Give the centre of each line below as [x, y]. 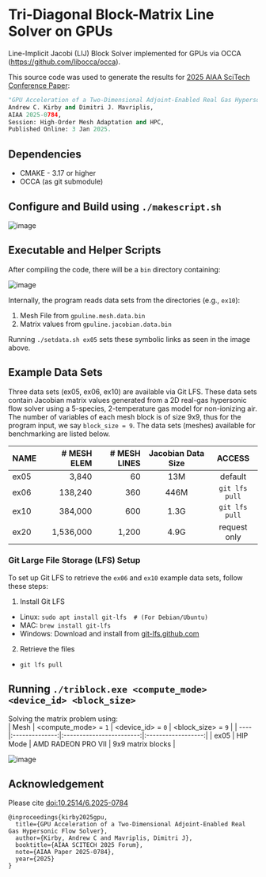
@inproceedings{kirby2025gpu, [58, 818]
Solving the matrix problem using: [63, 719]
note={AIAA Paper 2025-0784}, [65, 852]
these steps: [28, 586]
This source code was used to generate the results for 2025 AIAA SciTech [129, 77]
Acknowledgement [56, 784]
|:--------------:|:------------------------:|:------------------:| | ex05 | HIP [128, 735]
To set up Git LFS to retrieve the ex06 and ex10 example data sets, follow [125, 577]
